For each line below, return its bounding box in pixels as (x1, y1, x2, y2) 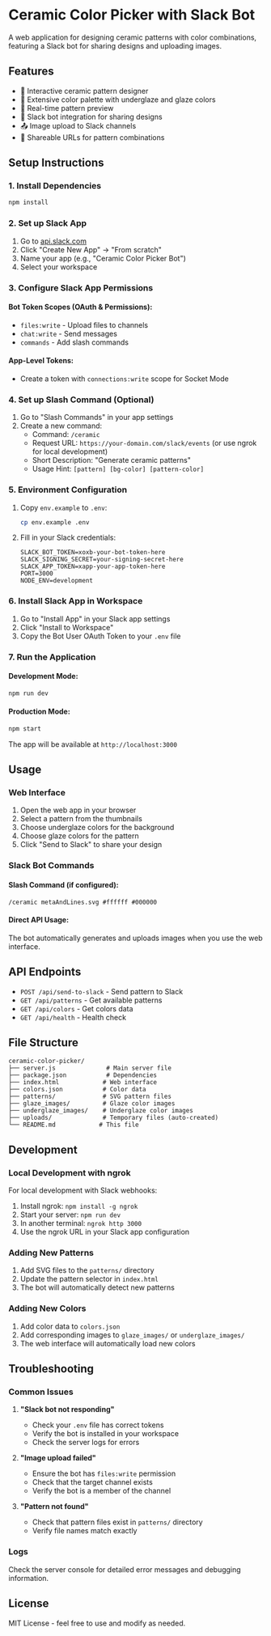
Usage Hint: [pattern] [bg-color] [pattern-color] (32, 464, 205, 474)
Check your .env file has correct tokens (32, 1420, 164, 1430)
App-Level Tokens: (8, 356, 74, 366)
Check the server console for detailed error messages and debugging (8, 1564, 241, 1575)
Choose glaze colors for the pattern (19, 831, 139, 841)
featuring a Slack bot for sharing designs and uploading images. (8, 40, 222, 50)
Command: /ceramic (32, 430, 100, 439)
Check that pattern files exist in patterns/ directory (32, 1517, 204, 1527)
